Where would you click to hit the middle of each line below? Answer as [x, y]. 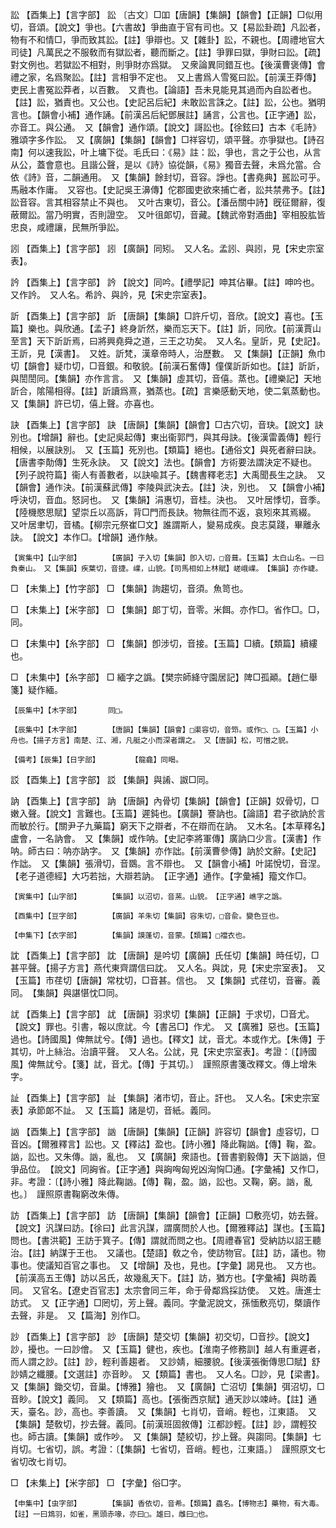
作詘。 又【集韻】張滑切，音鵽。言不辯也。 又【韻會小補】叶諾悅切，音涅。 [168, 863]
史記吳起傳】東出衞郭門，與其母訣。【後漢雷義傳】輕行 [209, 437]
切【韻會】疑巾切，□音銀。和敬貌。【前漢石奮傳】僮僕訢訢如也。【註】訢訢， [167, 366]
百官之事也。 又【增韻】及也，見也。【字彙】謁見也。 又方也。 [192, 1265]
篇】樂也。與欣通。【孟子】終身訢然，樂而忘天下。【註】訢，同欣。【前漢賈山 [166, 328]
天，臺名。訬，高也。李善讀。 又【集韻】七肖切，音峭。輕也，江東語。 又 [163, 1411]
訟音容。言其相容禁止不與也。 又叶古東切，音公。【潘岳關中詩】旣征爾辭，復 [168, 202]
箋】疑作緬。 [36, 689]
